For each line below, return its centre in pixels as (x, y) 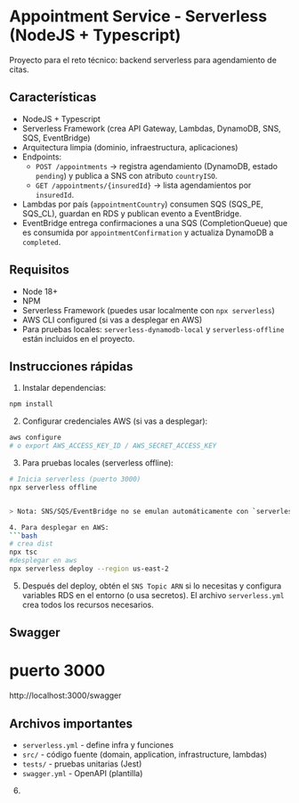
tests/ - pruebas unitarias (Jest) (82, 764)
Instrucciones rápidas (71, 366)
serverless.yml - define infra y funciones (98, 745)
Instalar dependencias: (64, 388)
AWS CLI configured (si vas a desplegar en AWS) (112, 320)
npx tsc (24, 552)
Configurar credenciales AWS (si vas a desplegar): (115, 421)
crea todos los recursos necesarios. (88, 604)
